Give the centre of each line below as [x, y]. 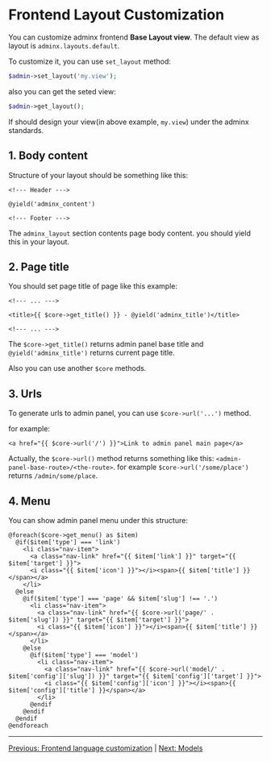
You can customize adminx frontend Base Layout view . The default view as [134, 37]
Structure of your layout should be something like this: [98, 175]
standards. [26, 130]
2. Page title [39, 266]
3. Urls [25, 394]
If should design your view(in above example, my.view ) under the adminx [129, 122]
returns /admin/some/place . [53, 476]
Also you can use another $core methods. [77, 368]
